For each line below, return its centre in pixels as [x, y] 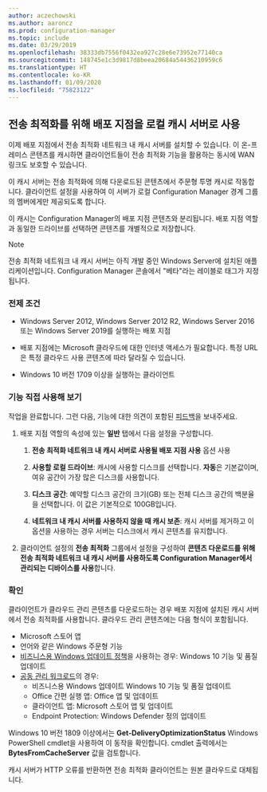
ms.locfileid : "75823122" [51, 90]
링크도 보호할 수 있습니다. [48, 165]
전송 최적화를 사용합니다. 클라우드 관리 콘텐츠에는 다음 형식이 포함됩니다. [135, 620]
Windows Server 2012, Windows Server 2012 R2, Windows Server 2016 [137, 321]
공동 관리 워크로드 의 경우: [59, 676]
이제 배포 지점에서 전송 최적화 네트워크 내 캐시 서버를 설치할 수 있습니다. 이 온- [130, 145]
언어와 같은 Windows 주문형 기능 [71, 646]
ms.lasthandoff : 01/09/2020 [55, 82]
